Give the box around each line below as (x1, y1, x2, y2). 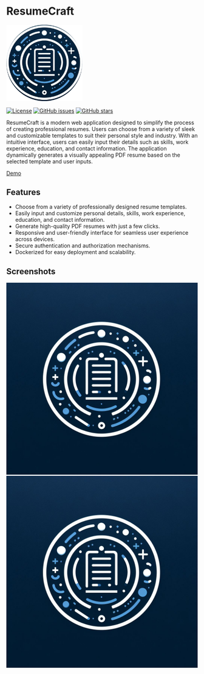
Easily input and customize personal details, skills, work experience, (15, 210, 186, 217)
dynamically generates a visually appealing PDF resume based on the (6, 151, 180, 158)
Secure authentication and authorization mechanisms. (15, 242, 151, 249)
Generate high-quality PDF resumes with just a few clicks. (15, 222, 160, 230)
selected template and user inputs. (6, 157, 93, 165)
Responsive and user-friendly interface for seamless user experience (15, 229, 189, 236)
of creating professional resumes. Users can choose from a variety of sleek (6, 125, 195, 132)
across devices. (15, 236, 55, 243)
